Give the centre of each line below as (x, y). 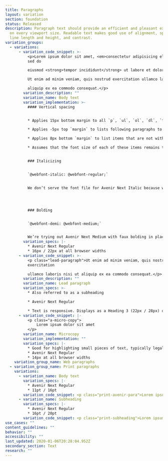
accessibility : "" (24, 437)
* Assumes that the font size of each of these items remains (93, 148)
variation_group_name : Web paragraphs (54, 362)
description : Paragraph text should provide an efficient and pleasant (81, 29)
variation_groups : (24, 43)
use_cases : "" (20, 423)
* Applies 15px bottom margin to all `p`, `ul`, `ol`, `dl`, (92, 120)
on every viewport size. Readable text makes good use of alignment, (83, 33)
